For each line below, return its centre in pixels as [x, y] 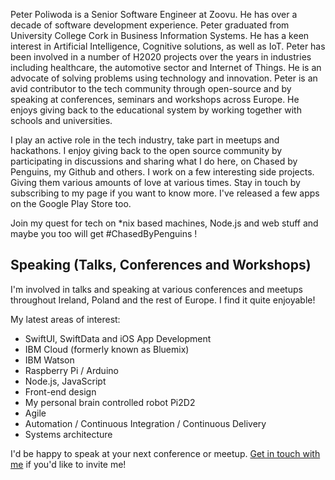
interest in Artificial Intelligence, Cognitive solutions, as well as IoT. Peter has [168, 46]
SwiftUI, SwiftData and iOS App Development [118, 338]
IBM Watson [49, 360]
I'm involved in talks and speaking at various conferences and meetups [156, 289]
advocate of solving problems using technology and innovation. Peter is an [164, 78]
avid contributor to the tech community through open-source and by [151, 88]
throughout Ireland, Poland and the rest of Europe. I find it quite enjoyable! [163, 300]
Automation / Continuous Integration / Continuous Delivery [145, 423]
